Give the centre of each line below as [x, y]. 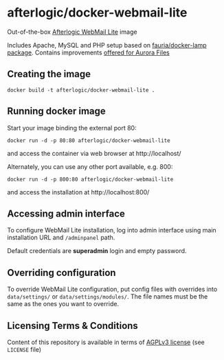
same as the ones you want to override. [63, 304]
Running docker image [57, 111]
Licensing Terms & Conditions [73, 326]
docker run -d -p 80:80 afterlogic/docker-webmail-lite [89, 140]
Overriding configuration [61, 273]
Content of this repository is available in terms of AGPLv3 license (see [106, 342]
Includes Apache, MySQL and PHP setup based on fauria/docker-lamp [107, 45]
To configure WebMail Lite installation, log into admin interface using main [112, 230]
